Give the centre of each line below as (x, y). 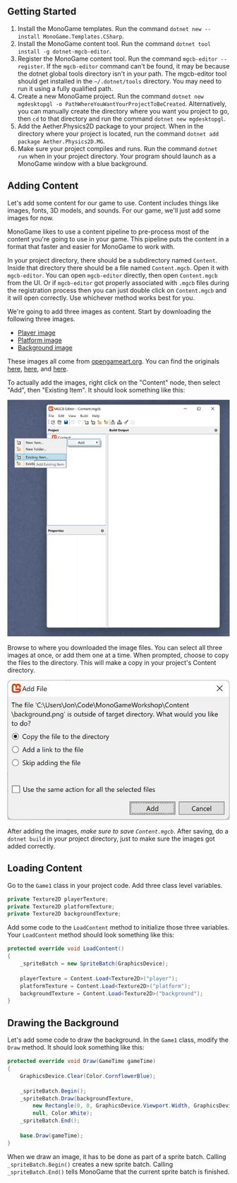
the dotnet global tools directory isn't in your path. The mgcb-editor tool (122, 73)
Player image (37, 332)
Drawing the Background (63, 1023)
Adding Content (43, 186)
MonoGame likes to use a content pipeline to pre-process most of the (108, 232)
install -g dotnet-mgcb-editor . (64, 51)
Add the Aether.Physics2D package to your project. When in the (110, 126)
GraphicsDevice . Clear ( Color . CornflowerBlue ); (88, 1076)
